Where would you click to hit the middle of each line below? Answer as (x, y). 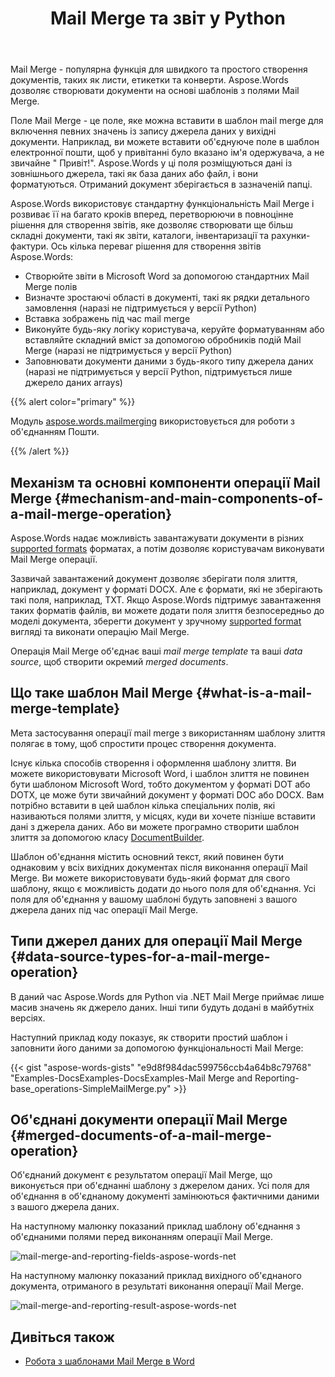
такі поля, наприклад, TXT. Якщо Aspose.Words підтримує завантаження (166, 600)
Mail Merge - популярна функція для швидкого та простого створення (159, 69)
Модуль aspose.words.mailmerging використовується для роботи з (153, 421)
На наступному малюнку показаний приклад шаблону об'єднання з (155, 1226)
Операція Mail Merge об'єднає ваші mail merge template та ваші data (156, 651)
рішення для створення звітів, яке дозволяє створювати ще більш (151, 225)
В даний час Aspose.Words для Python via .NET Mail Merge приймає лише (167, 996)
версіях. (28, 1018)
